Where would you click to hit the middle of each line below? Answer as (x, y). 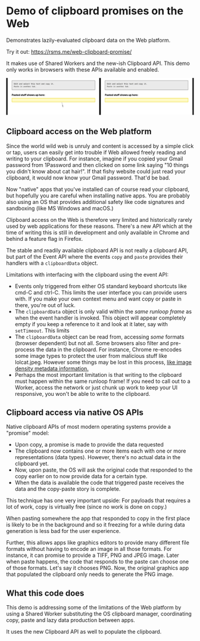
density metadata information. (52, 369)
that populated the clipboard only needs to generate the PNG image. (90, 574)
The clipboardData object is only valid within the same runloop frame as (103, 311)
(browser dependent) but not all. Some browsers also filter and (92, 343)
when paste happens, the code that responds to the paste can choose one (98, 562)
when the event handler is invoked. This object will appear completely (100, 318)
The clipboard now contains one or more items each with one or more (100, 451)
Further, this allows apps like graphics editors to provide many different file (98, 543)
